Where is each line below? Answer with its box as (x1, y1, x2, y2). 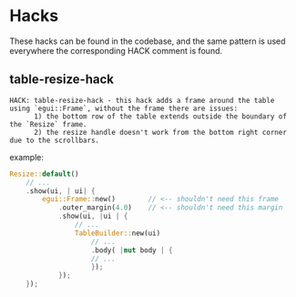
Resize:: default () (9, 169, 79, 179)
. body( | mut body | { (90, 245, 173, 255)
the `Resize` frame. (9, 119, 88, 128)
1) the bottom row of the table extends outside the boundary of (33, 111, 287, 121)
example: (9, 151, 44, 162)
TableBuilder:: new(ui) (74, 229, 161, 238)
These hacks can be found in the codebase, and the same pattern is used (9, 36, 286, 46)
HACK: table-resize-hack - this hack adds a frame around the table (9, 96, 275, 105)
